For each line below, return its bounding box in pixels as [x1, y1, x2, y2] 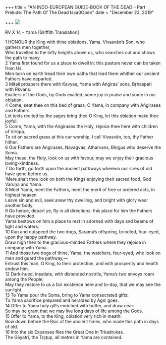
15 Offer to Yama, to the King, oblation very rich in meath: [5, 313, 122, 319]
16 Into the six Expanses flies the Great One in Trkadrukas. [5, 329, 124, 335]
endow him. [5, 266, 29, 272]
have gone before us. [5, 171, 49, 177]
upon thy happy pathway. [5, 234, 57, 240]
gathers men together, [5, 44, 51, 50]
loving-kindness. [5, 160, 40, 166]
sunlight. [5, 287, 23, 292]
